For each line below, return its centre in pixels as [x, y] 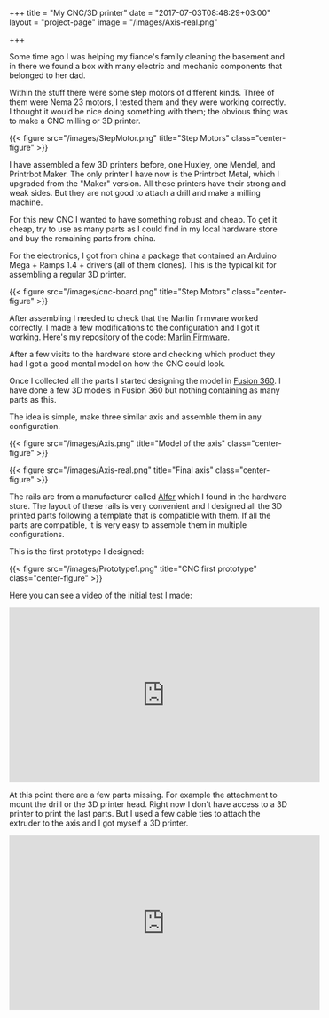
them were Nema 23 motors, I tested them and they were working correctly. [148, 102]
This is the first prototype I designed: [77, 552]
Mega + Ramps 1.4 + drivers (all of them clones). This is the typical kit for [143, 265]
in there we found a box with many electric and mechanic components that [146, 66]
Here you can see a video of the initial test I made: [101, 595]
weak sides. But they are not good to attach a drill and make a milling [135, 193]
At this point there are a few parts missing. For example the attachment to [143, 795]
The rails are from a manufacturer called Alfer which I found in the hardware [148, 497]
